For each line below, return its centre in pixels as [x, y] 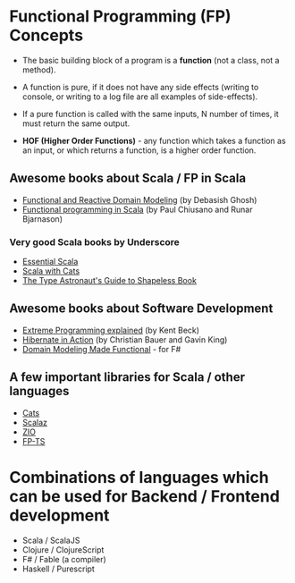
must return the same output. [76, 123]
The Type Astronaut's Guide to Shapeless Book [109, 281]
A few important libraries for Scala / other [127, 377]
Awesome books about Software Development [141, 309]
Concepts [46, 35]
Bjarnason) [42, 219]
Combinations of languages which [139, 477]
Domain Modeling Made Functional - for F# [101, 349]
